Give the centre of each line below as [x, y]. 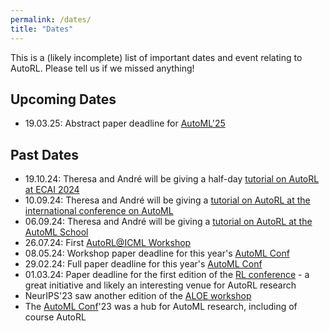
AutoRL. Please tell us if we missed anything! [102, 68]
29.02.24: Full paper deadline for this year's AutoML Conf [143, 264]
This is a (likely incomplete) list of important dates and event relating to [156, 57]
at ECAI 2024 [52, 190]
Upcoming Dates [63, 99]
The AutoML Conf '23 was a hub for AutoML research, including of [161, 307]
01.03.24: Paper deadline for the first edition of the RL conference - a [167, 275]
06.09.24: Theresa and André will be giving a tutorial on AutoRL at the [168, 222]
